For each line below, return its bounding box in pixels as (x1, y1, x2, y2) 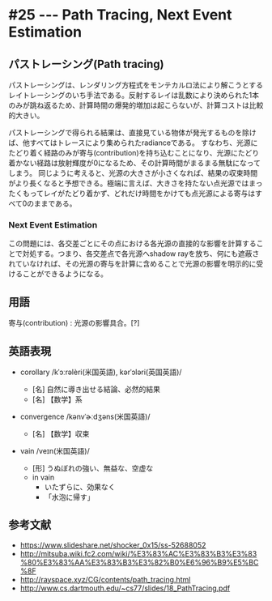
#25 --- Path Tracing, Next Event (8, 6, 232, 24)
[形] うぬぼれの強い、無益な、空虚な (32, 463, 154, 473)
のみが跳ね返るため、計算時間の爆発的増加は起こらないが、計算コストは (8, 100, 249, 110)
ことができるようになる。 (22, 269, 108, 279)
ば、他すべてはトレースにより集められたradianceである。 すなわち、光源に (8, 138, 258, 147)
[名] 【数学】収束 (32, 428, 90, 438)
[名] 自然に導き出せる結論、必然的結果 (32, 384, 160, 394)
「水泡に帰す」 (44, 492, 95, 501)
